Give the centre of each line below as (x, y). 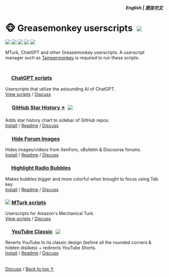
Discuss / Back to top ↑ (29, 269)
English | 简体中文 (144, 7)
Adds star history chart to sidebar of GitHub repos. (57, 120)
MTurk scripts (29, 202)
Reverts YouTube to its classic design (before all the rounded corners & (78, 242)
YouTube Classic (32, 231)
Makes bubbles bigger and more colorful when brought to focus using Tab (82, 179)
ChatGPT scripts (31, 78)
